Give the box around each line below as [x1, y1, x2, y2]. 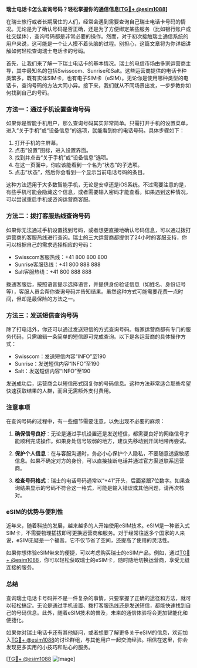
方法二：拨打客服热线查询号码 [6, 212, 91, 220]
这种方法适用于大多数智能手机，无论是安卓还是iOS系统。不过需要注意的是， [6, 181, 189, 188]
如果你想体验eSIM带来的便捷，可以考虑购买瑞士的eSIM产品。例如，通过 [6, 549, 180, 556]
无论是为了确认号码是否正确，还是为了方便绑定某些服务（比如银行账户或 [16, 26, 191, 32]
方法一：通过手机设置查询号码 [6, 105, 91, 113]
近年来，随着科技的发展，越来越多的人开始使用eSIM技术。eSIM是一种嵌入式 [6, 522, 191, 529]
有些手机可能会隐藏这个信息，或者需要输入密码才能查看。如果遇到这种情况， [6, 189, 191, 196]
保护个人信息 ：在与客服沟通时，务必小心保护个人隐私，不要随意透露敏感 [14, 450, 189, 457]
